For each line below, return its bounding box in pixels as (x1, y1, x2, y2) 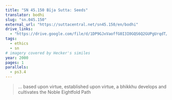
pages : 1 (5, 60, 24, 65)
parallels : (5, 65, 29, 70)
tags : (5, 36, 17, 42)
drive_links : (5, 27, 33, 32)
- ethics (10, 41, 29, 46)
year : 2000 (5, 55, 29, 61)
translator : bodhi (5, 12, 45, 17)
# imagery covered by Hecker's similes (5, 50, 91, 55)
